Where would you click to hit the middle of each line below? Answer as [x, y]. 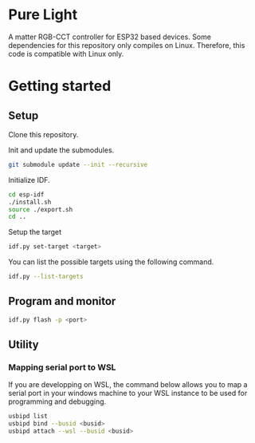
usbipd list [28, 417]
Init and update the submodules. [61, 150]
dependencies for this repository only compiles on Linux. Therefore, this [127, 45]
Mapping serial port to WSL [62, 367]
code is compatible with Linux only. [66, 53]
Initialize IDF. [29, 180]
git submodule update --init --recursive [78, 164]
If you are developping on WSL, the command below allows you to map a [128, 385]
